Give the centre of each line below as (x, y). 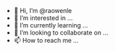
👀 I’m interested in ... (43, 18)
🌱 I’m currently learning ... (51, 25)
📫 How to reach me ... (46, 40)
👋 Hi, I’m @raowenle (43, 11)
